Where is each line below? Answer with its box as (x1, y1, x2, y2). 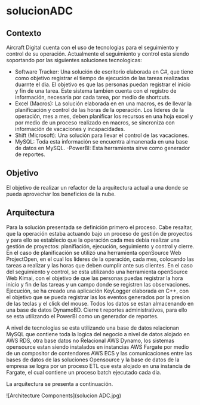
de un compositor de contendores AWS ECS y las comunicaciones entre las (6, 349, 192, 357)
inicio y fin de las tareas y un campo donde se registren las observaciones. (6, 281, 190, 288)
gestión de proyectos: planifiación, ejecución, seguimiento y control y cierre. (6, 242, 195, 249)
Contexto (6, 28, 42, 38)
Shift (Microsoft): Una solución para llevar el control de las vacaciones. (14, 132, 189, 139)
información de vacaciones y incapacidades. (14, 126, 125, 132)
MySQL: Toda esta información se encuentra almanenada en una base (14, 138, 188, 145)
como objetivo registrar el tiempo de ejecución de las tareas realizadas (14, 75, 189, 81)
